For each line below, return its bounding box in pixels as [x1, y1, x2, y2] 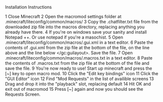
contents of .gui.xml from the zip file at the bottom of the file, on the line [5, 45, 150, 50]
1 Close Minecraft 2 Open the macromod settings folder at [5, 14, 122, 19]
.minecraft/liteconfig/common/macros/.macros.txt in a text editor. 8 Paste [5, 55, 153, 61]
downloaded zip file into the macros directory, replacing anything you [5, 24, 145, 30]
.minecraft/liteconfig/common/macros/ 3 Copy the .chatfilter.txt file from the [5, 19, 159, 24]
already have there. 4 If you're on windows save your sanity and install [5, 29, 147, 35]
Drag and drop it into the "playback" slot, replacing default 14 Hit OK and [5, 81, 151, 87]
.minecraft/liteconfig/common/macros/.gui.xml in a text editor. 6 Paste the [5, 40, 154, 45]
